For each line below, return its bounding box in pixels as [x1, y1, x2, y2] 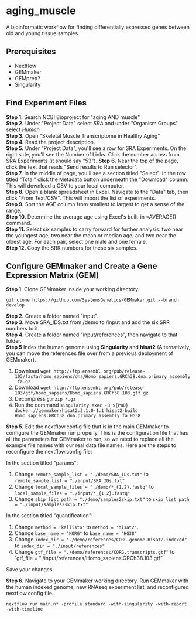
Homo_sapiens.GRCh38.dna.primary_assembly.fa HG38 [14, 413, 141, 419]
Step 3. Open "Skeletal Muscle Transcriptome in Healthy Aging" [6, 132, 160, 139]
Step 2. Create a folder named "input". [6, 312, 99, 320]
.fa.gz [14, 379, 31, 385]
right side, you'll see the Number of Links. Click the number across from [6, 151, 180, 158]
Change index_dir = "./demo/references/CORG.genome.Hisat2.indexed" [14, 536, 187, 543]
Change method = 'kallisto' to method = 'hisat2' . [14, 523, 139, 531]
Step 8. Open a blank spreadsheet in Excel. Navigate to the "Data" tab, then [6, 188, 189, 195]
